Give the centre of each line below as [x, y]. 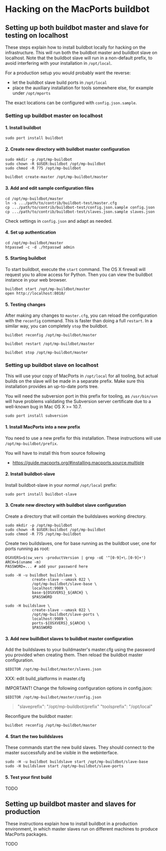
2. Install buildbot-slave [30, 474]
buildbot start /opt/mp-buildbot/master [48, 289]
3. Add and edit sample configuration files [50, 188]
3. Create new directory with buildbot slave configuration [66, 505]
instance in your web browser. [36, 280]
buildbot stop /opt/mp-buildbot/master [47, 353]
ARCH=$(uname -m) [23, 562]
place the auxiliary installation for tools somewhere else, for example [83, 88]
